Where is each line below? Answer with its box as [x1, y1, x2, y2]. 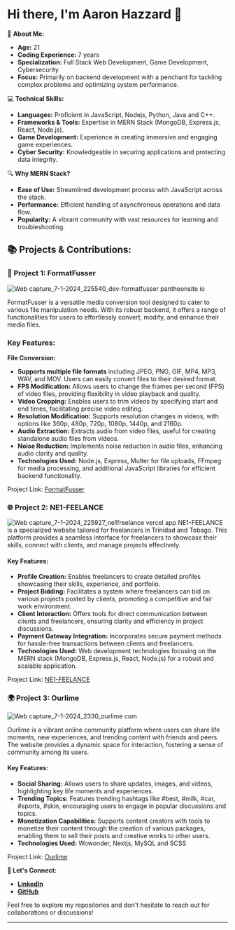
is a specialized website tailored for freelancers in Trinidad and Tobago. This [7, 526, 227, 535]
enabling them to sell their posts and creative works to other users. [17, 831, 211, 840]
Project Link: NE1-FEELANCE [7, 676, 90, 684]
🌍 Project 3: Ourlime [7, 693, 80, 703]
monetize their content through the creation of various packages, [17, 823, 206, 833]
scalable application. [17, 662, 77, 670]
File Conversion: [7, 353, 56, 362]
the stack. [17, 193, 47, 201]
